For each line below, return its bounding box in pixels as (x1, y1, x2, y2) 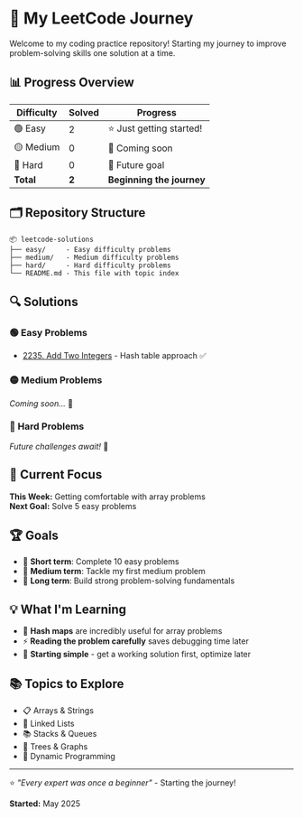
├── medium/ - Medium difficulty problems (9, 253, 179, 262)
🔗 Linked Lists (22, 718, 75, 730)
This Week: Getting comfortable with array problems (9, 491, 206, 502)
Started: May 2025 (9, 798, 81, 809)
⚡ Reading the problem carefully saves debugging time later (22, 636, 250, 646)
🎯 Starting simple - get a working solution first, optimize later (22, 649, 252, 660)
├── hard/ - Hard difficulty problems (9, 261, 171, 270)
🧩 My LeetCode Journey (9, 8, 194, 29)
